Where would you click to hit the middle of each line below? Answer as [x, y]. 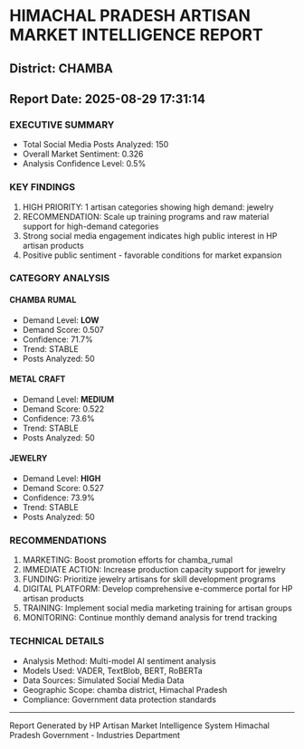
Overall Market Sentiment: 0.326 [83, 154]
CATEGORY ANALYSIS [60, 279]
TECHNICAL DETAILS [57, 641]
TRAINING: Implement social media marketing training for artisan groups [157, 608]
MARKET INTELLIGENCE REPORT [137, 35]
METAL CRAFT [38, 379]
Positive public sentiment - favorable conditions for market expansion [152, 255]
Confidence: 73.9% [58, 498]
